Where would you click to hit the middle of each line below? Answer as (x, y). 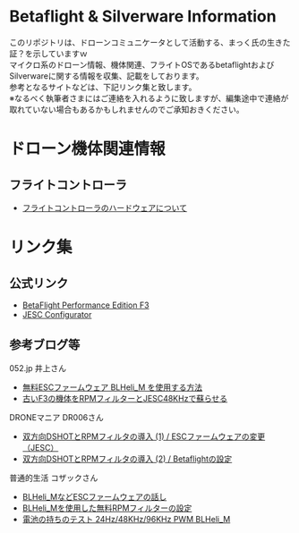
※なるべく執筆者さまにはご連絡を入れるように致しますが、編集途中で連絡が (149, 98)
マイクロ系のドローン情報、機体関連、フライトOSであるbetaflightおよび (142, 64)
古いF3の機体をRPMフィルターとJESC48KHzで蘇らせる (125, 398)
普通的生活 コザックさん (54, 478)
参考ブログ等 (45, 345)
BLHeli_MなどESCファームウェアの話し (94, 496)
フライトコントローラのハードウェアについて (105, 207)
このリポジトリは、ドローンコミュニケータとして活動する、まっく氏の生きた (150, 42)
